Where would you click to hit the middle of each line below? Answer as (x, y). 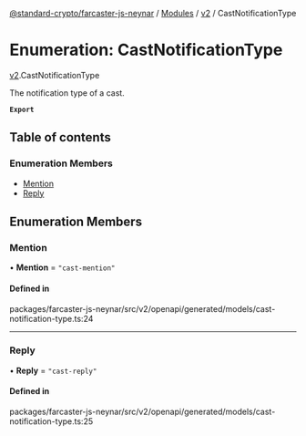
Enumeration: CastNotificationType (146, 50)
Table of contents (60, 137)
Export (22, 109)
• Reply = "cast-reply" (53, 370)
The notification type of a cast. (67, 93)
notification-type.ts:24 (51, 318)
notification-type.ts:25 (51, 421)
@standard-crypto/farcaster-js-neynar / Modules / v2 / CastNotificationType (153, 13)
